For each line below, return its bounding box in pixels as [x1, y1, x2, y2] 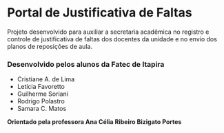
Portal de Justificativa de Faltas [7, 5, 192, 21]
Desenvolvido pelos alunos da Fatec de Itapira [7, 59, 165, 69]
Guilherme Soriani [17, 90, 69, 98]
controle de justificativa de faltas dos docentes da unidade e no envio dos [7, 34, 217, 43]
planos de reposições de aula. [7, 42, 93, 50]
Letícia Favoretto [17, 83, 65, 91]
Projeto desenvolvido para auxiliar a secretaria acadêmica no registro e [7, 28, 210, 36]
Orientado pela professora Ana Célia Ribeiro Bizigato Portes [7, 118, 182, 126]
